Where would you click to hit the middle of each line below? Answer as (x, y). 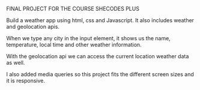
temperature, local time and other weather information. (74, 45)
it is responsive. (26, 81)
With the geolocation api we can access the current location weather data (98, 56)
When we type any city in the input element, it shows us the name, (89, 38)
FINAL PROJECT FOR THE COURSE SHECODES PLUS (73, 9)
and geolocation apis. (33, 27)
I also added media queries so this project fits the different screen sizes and (100, 74)
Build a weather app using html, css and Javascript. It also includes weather (100, 20)
